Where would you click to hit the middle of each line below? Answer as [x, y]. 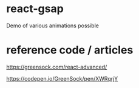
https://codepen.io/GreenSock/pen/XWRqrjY [62, 78]
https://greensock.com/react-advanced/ [57, 67]
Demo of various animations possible [53, 25]
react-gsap [35, 9]
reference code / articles [70, 50]
